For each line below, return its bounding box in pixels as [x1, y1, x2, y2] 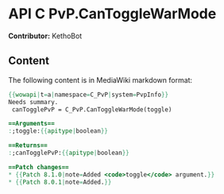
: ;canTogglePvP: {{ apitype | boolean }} [8, 149, 129, 157]
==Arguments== [8, 120, 56, 128]
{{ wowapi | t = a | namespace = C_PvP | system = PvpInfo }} [8, 91, 169, 99]
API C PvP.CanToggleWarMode [8, 5, 217, 23]
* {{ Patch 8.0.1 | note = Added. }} [8, 178, 112, 186]
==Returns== [8, 142, 48, 149]
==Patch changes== [8, 163, 69, 171]
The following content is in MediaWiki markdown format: [8, 75, 193, 84]
